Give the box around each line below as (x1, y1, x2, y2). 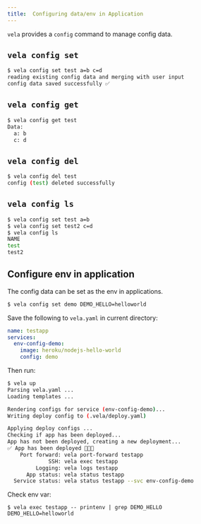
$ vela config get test (7, 117, 78, 124)
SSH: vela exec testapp (48, 458, 118, 465)
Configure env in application (7, 268, 135, 280)
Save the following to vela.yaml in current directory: (7, 314, 158, 322)
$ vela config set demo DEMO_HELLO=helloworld (7, 301, 147, 308)
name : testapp (7, 327, 49, 334)
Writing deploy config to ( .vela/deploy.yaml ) (7, 412, 147, 419)
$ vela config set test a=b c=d (7, 67, 102, 74)
